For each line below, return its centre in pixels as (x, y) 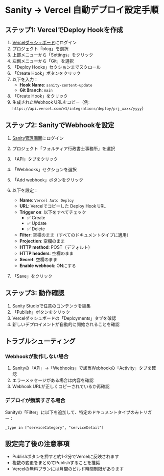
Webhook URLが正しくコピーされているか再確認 (61, 387)
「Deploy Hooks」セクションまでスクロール (57, 67)
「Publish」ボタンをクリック (41, 312)
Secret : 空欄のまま (38, 259)
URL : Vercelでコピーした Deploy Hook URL (63, 206)
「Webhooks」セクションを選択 (44, 169)
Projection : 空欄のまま (42, 241)
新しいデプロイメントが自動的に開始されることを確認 (66, 324)
